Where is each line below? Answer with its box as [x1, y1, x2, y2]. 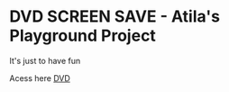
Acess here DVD [9, 72, 70, 83]
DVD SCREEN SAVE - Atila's [9, 6, 221, 27]
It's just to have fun [9, 55, 81, 66]
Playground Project [9, 25, 156, 46]
